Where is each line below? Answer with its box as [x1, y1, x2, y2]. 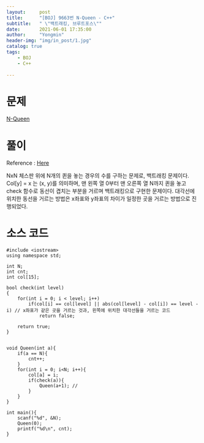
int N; [6, 264, 23, 270]
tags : [6, 49, 20, 55]
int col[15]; [6, 274, 40, 280]
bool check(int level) [6, 285, 64, 291]
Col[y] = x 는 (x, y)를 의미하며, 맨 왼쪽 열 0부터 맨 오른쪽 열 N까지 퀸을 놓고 [6, 179, 187, 187]
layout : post [6, 9, 51, 15]
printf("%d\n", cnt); [17, 426, 72, 432]
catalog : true [6, 44, 43, 50]
